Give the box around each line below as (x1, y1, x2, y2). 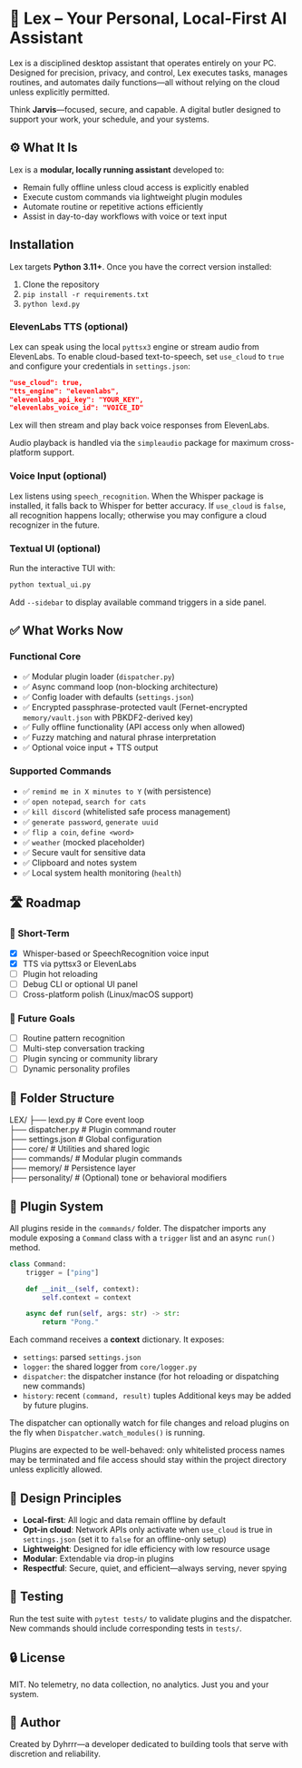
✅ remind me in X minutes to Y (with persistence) (22, 785, 211, 796)
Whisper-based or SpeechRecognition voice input (22, 948, 209, 959)
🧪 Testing (9, 1589, 64, 1605)
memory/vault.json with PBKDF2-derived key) (22, 712, 193, 723)
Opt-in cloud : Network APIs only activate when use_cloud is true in (22, 1525, 273, 1536)
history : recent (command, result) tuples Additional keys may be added (22, 1390, 292, 1401)
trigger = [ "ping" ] (25, 1268, 100, 1277)
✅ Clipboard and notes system (22, 857, 138, 868)
